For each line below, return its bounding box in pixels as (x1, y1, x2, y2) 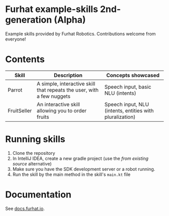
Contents (5, 54, 45, 65)
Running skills (5, 134, 65, 145)
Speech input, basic (104, 83, 152, 90)
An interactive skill (37, 101, 80, 108)
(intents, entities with (104, 107, 154, 114)
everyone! (5, 36, 26, 42)
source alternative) (12, 160, 52, 166)
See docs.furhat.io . (5, 205, 45, 211)
